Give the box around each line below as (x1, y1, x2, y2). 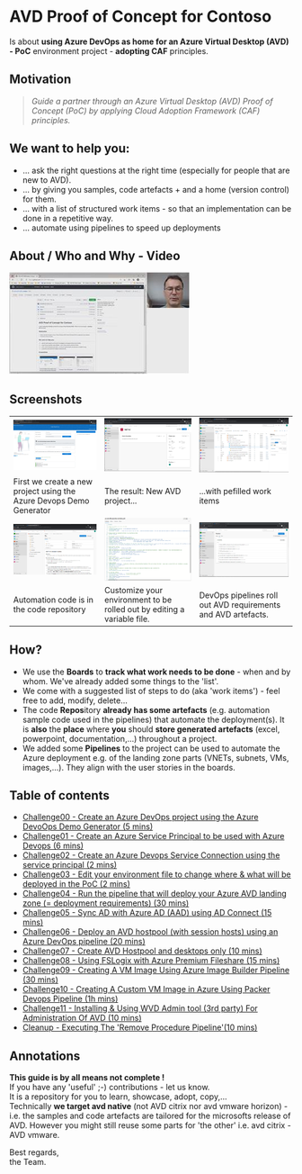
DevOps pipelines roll (199, 590, 279, 601)
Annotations (9, 1048, 81, 1063)
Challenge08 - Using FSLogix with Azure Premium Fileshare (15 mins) (22, 955, 280, 966)
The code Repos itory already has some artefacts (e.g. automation (22, 704, 271, 715)
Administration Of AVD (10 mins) (22, 1013, 142, 1024)
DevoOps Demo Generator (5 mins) (22, 821, 154, 832)
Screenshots (9, 392, 83, 407)
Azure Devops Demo (13, 495, 90, 506)
